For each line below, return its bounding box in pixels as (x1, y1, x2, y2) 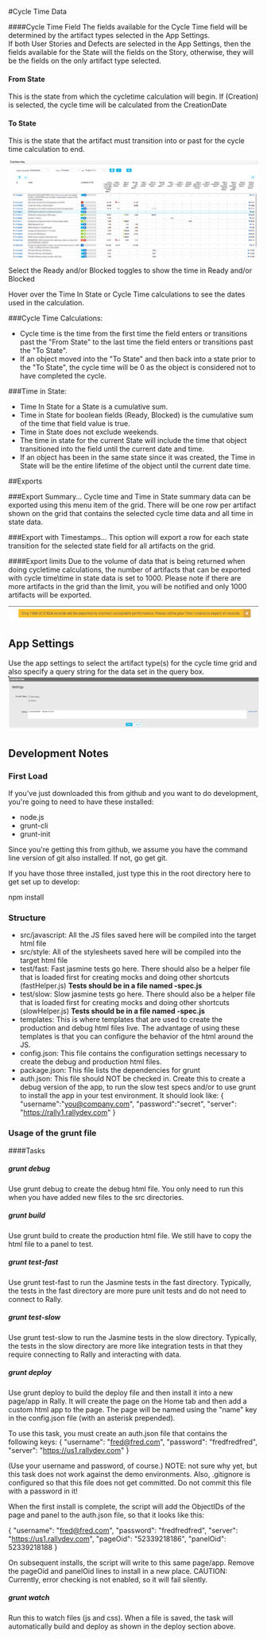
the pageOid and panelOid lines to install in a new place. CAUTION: (8, 1566, 228, 1575)
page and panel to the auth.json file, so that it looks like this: (8, 1510, 205, 1520)
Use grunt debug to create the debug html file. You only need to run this (8, 1184, 244, 1194)
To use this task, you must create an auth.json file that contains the (8, 1428, 228, 1438)
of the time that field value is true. (19, 418, 130, 428)
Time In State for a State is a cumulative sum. (19, 402, 168, 411)
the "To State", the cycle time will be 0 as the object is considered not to (19, 362, 256, 372)
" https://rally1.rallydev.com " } (19, 1108, 116, 1117)
